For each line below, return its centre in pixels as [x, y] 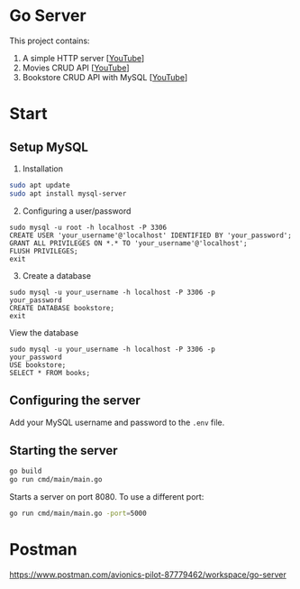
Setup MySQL [49, 147]
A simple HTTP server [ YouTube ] [83, 58]
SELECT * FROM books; [50, 373]
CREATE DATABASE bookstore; [62, 308]
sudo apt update [40, 185]
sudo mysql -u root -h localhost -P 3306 [88, 227]
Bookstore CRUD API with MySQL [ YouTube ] [105, 77]
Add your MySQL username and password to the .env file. [117, 422]
